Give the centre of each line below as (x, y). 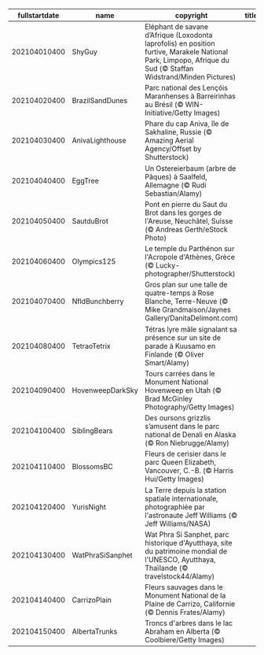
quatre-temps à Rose (180, 293)
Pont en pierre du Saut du (186, 204)
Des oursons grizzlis (178, 418)
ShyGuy (85, 51)
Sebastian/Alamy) (174, 193)
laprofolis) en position (180, 43)
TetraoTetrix (92, 346)
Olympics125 (94, 261)
